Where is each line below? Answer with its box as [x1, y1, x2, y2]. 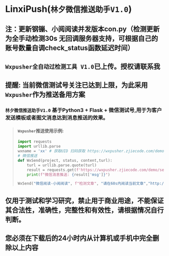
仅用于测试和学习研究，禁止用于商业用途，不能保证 [5, 196, 164, 205]
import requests [17, 139, 52, 144]
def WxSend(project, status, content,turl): [17, 158, 113, 163]
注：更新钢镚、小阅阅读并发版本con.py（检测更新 [5, 25, 160, 33]
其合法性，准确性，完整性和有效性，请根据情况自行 [5, 206, 164, 214]
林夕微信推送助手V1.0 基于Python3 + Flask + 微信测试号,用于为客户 [5, 107, 162, 114]
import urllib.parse [17, 144, 61, 149]
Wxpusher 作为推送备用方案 [5, 90, 86, 99]
